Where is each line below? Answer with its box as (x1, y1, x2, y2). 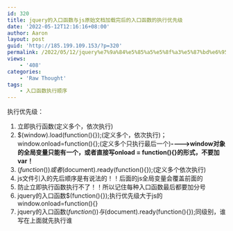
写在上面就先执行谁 (17, 216, 73, 225)
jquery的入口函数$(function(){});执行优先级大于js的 (17, 191, 163, 200)
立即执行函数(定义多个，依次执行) (17, 122, 114, 130)
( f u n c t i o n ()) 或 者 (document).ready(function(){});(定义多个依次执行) (17, 166, 207, 174)
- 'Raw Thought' (19, 74, 67, 82)
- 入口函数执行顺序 (19, 87, 68, 94)
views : (7, 55, 26, 62)
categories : (7, 68, 42, 75)
